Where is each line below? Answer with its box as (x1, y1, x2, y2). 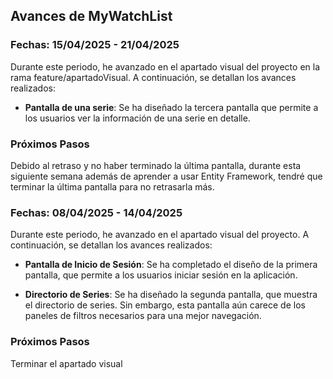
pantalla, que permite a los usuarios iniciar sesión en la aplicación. (24, 269, 298, 281)
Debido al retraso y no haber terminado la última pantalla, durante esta (10, 159, 302, 171)
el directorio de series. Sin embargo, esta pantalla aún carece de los (24, 299, 306, 311)
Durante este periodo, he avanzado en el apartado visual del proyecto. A (10, 229, 310, 241)
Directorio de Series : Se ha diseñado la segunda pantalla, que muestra (24, 289, 318, 301)
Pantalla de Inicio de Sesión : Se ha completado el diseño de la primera (24, 259, 318, 271)
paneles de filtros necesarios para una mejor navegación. (24, 310, 262, 322)
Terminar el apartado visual (10, 357, 123, 369)
